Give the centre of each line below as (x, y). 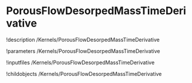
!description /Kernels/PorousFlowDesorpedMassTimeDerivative (83, 39)
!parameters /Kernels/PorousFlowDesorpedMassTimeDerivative (83, 51)
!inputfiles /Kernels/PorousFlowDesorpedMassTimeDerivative (80, 62)
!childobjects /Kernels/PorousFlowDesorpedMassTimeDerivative (84, 74)
